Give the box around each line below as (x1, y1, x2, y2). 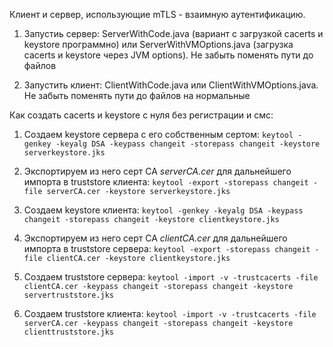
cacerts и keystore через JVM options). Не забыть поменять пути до (23, 49, 314, 61)
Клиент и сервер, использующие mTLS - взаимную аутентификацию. (9, 9, 306, 20)
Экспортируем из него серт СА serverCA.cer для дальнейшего (23, 165, 292, 177)
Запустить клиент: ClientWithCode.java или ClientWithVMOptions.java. (23, 79, 319, 91)
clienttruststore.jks (23, 327, 114, 337)
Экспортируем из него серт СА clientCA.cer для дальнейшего (23, 232, 288, 244)
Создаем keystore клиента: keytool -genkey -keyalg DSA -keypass (23, 204, 304, 216)
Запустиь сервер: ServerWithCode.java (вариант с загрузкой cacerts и (23, 28, 324, 39)
